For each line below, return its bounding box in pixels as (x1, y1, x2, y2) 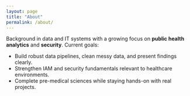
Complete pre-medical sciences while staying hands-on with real (14, 77, 171, 84)
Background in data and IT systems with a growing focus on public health (6, 35, 185, 42)
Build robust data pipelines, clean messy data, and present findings (14, 53, 177, 60)
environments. (14, 71, 50, 79)
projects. (14, 84, 36, 91)
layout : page (6, 8, 38, 15)
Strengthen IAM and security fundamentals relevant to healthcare (14, 65, 172, 72)
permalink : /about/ (6, 19, 54, 25)
